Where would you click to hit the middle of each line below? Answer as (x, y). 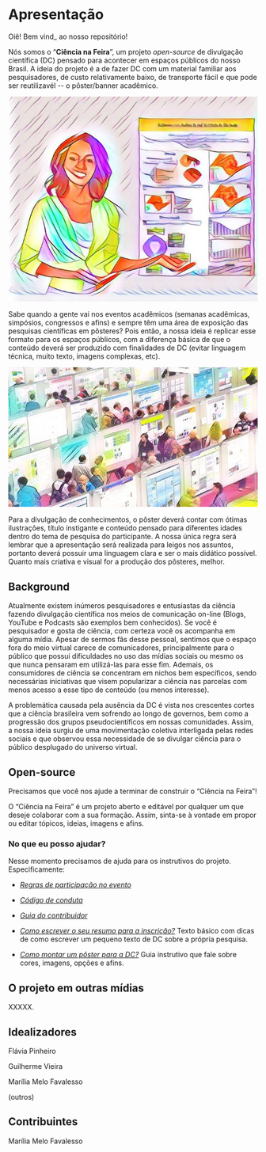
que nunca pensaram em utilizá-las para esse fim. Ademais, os (111, 665)
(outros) (21, 1097)
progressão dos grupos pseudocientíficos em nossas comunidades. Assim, (131, 722)
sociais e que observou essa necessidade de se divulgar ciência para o (125, 739)
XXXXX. (21, 1007)
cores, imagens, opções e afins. (72, 963)
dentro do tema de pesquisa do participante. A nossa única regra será (122, 537)
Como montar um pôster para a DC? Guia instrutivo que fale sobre (128, 955)
